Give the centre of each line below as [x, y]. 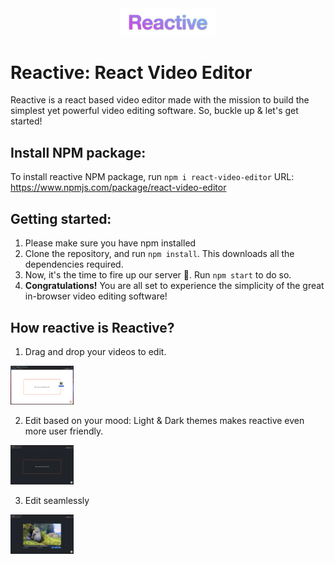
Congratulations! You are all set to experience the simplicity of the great [174, 286]
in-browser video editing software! [96, 296]
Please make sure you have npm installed [110, 243]
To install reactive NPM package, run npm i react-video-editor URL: [152, 177]
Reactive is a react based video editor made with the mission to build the [160, 100]
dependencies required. [74, 264]
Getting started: [61, 218]
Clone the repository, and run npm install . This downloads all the [159, 254]
